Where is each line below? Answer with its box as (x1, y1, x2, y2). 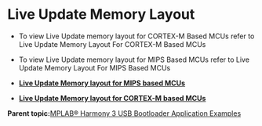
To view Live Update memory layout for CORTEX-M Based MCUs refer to (18, 31, 255, 41)
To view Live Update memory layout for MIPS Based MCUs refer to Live (18, 55, 250, 64)
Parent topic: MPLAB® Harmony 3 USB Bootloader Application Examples (7, 108, 242, 118)
